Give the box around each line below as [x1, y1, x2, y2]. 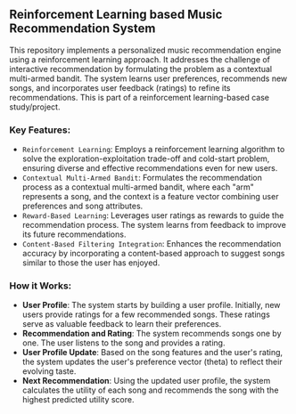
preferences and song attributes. [21, 200, 144, 212]
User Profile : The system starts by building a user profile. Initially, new [21, 300, 281, 311]
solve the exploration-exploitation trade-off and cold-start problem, [21, 153, 270, 164]
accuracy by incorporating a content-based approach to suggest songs [21, 248, 285, 259]
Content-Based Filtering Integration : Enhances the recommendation [21, 239, 282, 249]
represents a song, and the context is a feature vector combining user [21, 191, 279, 202]
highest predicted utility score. [21, 394, 135, 405]
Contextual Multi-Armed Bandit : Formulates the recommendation [21, 173, 263, 183]
